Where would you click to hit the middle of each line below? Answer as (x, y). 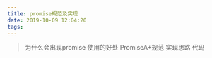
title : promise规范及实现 (43, 14)
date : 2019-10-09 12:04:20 (47, 20)
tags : (15, 27)
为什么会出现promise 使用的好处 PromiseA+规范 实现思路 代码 (114, 48)
